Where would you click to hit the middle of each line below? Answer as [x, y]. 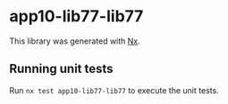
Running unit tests [61, 69]
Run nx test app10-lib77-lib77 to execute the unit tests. [114, 90]
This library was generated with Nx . [75, 41]
